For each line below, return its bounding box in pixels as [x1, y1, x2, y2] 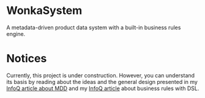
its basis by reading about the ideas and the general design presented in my [6, 78, 198, 85]
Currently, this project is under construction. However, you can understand [6, 71, 195, 79]
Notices [6, 52, 47, 66]
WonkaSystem [6, 4, 83, 18]
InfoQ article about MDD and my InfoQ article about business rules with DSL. [6, 85, 199, 92]
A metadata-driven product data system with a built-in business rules [6, 24, 181, 31]
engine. [6, 30, 26, 37]
